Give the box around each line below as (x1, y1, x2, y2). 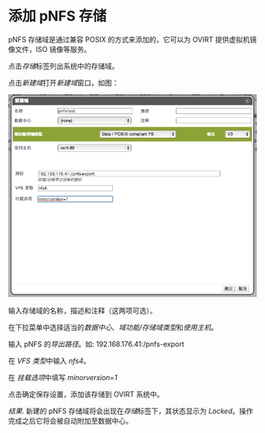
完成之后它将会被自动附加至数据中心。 (8, 416, 132, 425)
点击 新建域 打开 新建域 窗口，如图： (8, 78, 119, 87)
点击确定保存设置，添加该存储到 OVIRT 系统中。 (8, 389, 164, 398)
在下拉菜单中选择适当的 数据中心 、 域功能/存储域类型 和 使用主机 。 (8, 322, 218, 331)
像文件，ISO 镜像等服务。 (8, 44, 91, 54)
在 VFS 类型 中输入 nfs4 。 (8, 356, 91, 365)
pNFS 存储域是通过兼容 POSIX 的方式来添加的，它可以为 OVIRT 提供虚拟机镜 (8, 35, 257, 44)
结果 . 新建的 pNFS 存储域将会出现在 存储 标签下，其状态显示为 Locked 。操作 (8, 406, 254, 416)
